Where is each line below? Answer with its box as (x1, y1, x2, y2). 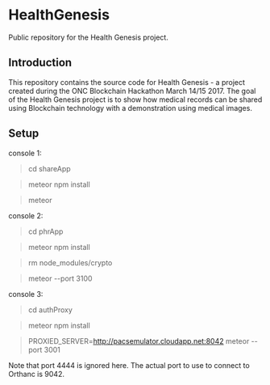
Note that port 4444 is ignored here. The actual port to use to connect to (8, 360, 250, 370)
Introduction (8, 56, 73, 70)
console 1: (8, 148, 42, 158)
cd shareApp (27, 163, 71, 173)
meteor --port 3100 (27, 273, 93, 283)
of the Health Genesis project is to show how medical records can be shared (8, 95, 263, 104)
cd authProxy (27, 305, 73, 315)
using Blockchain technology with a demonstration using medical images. (8, 103, 252, 112)
